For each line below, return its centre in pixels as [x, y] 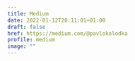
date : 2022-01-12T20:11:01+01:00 [57, 20]
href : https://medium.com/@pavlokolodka [68, 33]
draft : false [27, 27]
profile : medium [31, 40]
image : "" [22, 46]
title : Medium [28, 14]
